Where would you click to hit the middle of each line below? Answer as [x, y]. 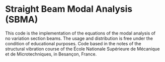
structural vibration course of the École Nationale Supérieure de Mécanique [82, 49]
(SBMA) [22, 19]
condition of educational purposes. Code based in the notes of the [73, 43]
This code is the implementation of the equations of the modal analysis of [80, 33]
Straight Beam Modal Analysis [69, 9]
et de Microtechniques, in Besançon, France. [51, 54]
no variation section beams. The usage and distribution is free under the [79, 38]
